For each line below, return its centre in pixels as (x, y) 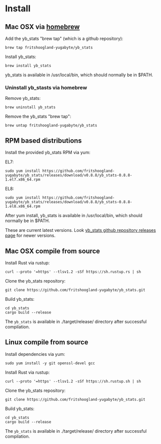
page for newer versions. (30, 236)
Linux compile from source (47, 342)
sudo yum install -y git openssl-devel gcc (50, 363)
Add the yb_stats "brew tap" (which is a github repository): (64, 38)
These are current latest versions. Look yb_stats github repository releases (80, 230)
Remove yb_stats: (23, 98)
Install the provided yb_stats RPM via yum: (48, 153)
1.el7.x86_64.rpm (23, 180)
